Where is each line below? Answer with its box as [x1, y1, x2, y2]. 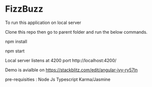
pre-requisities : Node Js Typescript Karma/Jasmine [5, 76, 111, 82]
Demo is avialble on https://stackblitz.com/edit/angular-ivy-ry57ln [5, 67, 138, 73]
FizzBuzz [5, 3, 44, 15]
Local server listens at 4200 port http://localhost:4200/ [5, 57, 117, 63]
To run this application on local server [5, 20, 81, 25]
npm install [5, 38, 27, 44]
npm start [5, 48, 25, 54]
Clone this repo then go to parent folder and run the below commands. [5, 29, 148, 35]
